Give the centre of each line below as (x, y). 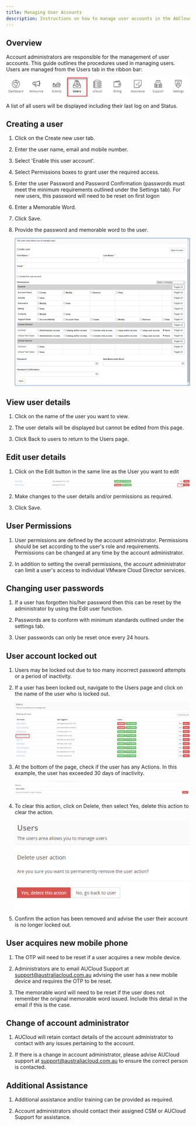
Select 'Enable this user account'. (55, 161)
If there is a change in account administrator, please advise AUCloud (97, 1055)
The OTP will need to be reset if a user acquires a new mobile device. (98, 957)
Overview (24, 43)
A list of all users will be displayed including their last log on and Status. (92, 106)
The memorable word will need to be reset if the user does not (90, 992)
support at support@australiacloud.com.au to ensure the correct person (101, 1061)
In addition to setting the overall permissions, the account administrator (100, 564)
